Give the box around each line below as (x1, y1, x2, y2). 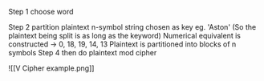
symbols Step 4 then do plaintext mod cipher (8, 48, 157, 57)
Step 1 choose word (8, 7, 74, 16)
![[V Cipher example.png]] (8, 63, 95, 73)
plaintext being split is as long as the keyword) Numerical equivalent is (8, 31, 241, 40)
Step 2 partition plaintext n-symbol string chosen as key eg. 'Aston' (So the (8, 22, 257, 31)
